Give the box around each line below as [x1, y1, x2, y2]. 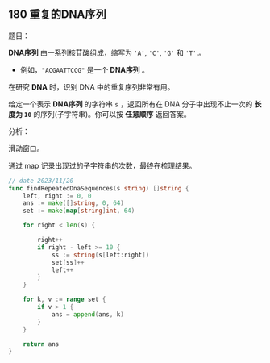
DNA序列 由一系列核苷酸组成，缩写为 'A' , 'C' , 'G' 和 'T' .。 [8, 48, 206, 57]
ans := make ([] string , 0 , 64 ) [23, 199, 125, 207]
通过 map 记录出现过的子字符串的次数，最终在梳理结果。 [8, 161, 197, 170]
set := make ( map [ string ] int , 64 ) [23, 207, 135, 215]
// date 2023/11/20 [8, 177, 74, 185]
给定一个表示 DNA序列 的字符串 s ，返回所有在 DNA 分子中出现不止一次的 [8, 99, 253, 109]
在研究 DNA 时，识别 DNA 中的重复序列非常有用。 [8, 81, 175, 91]
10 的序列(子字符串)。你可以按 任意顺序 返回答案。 [23, 109, 191, 119]
